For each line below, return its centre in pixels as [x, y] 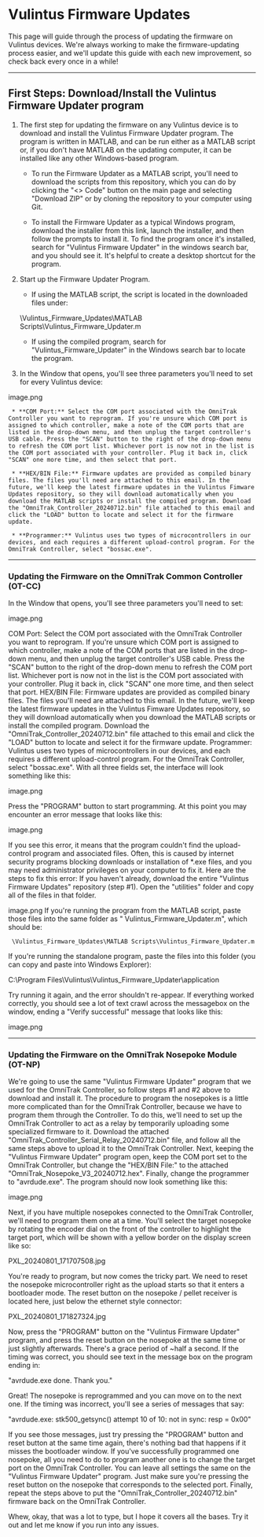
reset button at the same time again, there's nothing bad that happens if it [127, 1443]
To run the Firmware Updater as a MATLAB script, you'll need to [134, 173]
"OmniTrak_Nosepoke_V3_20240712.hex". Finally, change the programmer [129, 1174]
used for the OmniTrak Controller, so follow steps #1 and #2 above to [119, 1090]
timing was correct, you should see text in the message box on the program [130, 1357]
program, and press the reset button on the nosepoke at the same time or [127, 1340]
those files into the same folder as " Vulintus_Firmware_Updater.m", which [128, 919]
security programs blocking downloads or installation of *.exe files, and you [130, 862]
